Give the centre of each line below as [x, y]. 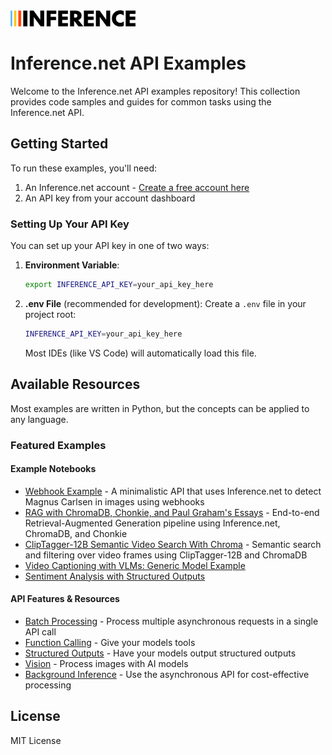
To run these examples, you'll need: [84, 168]
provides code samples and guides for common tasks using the [141, 101]
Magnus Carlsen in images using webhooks [114, 501]
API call [40, 631]
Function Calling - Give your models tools [110, 642]
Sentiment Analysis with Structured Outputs [115, 576]
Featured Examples [58, 445]
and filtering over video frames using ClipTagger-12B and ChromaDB [166, 555]
